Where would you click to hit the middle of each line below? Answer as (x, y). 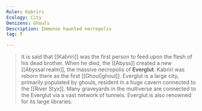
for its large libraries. (47, 102)
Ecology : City (24, 17)
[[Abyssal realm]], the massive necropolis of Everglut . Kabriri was (103, 69)
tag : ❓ (14, 34)
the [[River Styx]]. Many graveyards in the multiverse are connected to (109, 89)
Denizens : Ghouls (28, 23)
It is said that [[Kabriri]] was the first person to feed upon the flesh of (107, 57)
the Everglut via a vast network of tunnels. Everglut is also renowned (106, 95)
